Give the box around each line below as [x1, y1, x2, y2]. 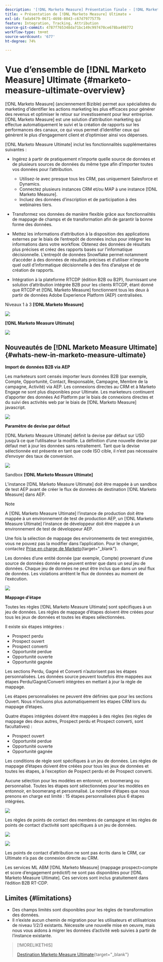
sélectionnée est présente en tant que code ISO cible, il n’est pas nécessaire [5, 448, 158, 453]
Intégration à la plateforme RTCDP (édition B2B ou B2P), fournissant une [12, 276, 157, 283]
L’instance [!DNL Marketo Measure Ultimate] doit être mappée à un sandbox [5, 481, 158, 487]
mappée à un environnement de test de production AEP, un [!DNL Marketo [5, 515, 154, 521]
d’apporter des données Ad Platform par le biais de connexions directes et [5, 394, 154, 400]
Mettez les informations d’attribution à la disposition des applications [12, 231, 149, 237]
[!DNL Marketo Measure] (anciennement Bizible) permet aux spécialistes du [5, 101, 157, 107]
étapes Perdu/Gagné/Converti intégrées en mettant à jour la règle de [5, 679, 142, 684]
